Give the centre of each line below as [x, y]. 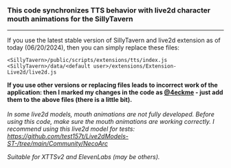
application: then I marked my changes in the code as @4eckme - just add [115, 92]
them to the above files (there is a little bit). [70, 100]
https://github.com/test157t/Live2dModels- [68, 136]
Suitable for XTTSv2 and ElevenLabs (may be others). [84, 157]
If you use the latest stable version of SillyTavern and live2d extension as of [114, 41]
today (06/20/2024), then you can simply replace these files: [93, 48]
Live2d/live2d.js [32, 72]
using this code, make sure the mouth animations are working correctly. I [111, 122]
